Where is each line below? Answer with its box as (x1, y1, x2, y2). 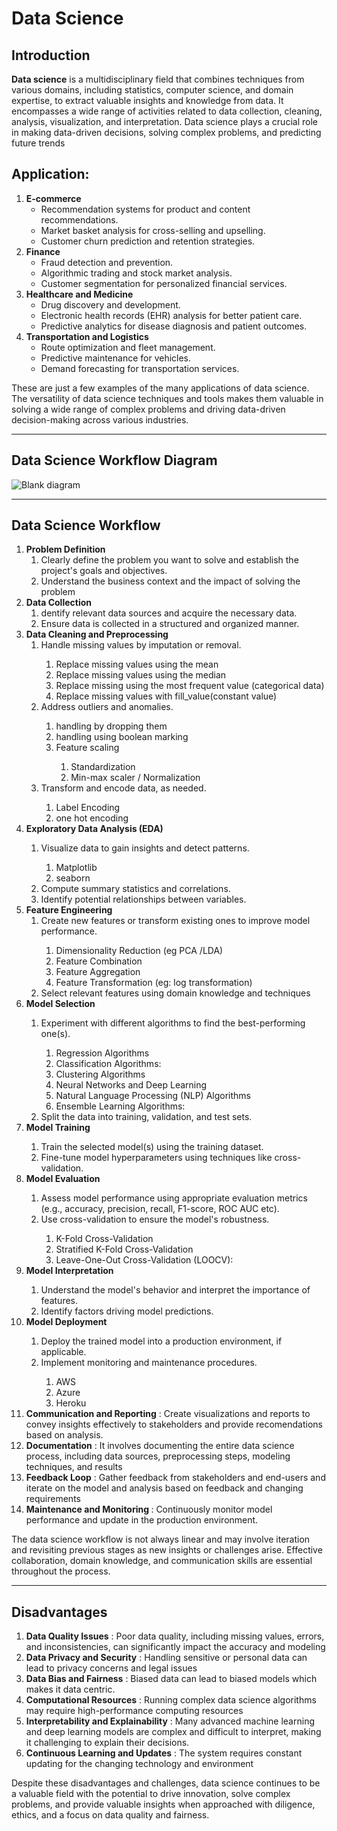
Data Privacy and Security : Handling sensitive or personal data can (25, 1652, 308, 1664)
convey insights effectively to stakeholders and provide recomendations (25, 1418, 323, 1431)
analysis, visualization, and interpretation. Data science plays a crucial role (11, 116, 318, 127)
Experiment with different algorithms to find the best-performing (40, 1017, 306, 1029)
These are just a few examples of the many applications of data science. (11, 382, 310, 394)
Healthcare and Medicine (25, 288, 134, 300)
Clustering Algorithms (55, 1068, 146, 1081)
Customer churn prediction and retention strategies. (40, 235, 256, 247)
